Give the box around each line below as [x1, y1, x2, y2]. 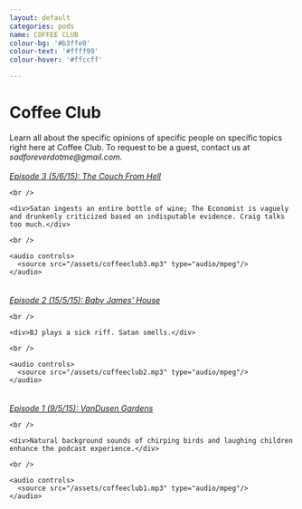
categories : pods [9, 22, 75, 31]
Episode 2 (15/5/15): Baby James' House [9, 294, 161, 305]
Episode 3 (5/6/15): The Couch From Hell [9, 170, 161, 181]
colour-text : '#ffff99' [9, 47, 99, 56]
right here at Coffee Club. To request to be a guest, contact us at [9, 141, 250, 152]
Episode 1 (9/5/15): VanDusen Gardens [9, 402, 154, 413]
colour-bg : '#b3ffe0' [9, 38, 91, 48]
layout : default [9, 13, 71, 23]
